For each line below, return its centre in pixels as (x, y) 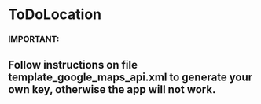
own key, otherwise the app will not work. (112, 89)
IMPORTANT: (34, 39)
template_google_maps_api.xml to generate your (130, 77)
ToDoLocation (55, 15)
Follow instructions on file (73, 65)
